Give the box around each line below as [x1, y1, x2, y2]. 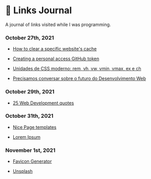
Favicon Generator [12, 158, 52, 165]
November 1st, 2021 [5, 146, 56, 154]
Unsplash [12, 168, 33, 174]
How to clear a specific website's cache [12, 46, 97, 52]
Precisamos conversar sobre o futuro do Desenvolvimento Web [12, 75, 146, 82]
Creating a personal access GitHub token [12, 56, 99, 62]
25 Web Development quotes [12, 99, 74, 106]
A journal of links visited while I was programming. [5, 21, 111, 28]
